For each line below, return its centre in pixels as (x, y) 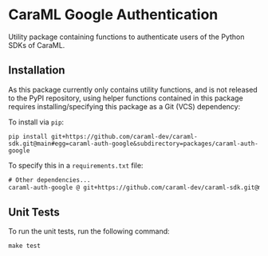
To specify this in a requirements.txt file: (76, 165)
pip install (28, 136)
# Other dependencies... (49, 180)
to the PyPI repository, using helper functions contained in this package (126, 98)
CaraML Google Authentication (113, 15)
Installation (37, 71)
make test (25, 246)
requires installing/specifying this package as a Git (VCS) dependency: (124, 106)
